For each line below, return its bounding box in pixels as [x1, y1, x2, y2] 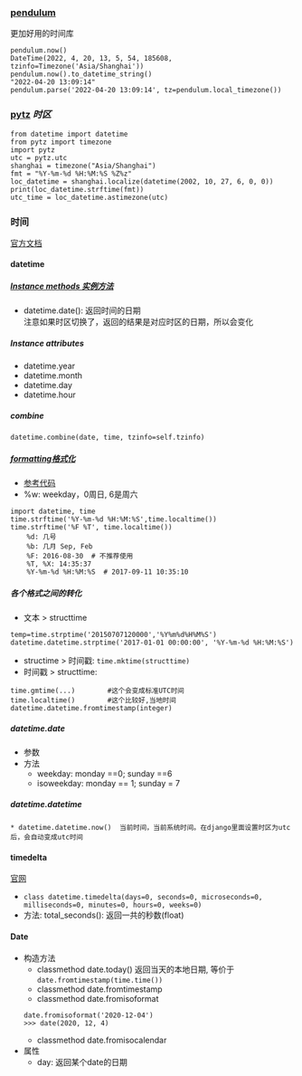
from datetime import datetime [10, 129, 128, 138]
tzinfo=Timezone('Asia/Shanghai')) [10, 62, 145, 71]
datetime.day [23, 380, 73, 391]
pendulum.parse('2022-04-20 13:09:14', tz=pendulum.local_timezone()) [10, 86, 282, 95]
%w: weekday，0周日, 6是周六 [23, 489, 138, 500]
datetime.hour [23, 389, 76, 400]
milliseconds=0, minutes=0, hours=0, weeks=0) [23, 900, 203, 910]
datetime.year [23, 360, 76, 372]
